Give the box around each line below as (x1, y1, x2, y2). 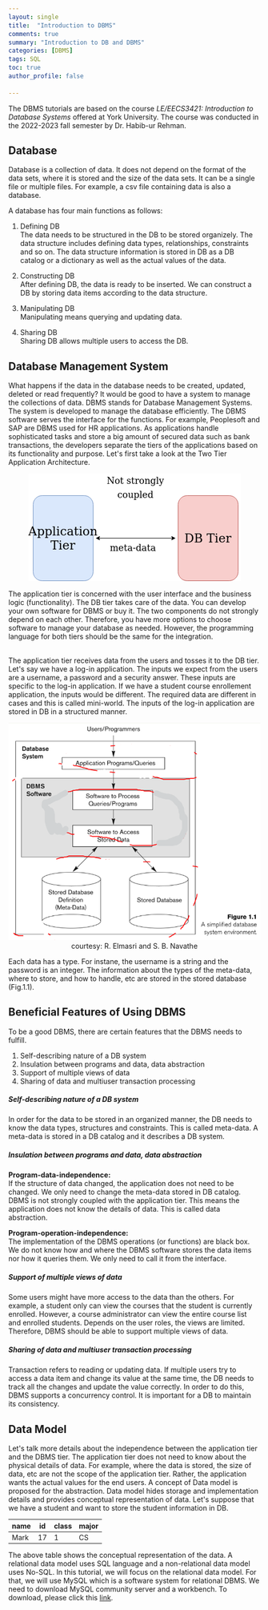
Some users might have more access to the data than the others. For (8, 1293, 234, 1302)
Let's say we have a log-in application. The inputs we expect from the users (8, 664, 258, 674)
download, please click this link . (8, 1593, 114, 1603)
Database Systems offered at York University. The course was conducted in (8, 112, 259, 122)
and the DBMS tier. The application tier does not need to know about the (8, 1452, 246, 1462)
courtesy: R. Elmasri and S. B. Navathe (70, 941, 198, 950)
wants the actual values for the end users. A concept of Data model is (8, 1478, 238, 1487)
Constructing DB (19, 271, 75, 280)
